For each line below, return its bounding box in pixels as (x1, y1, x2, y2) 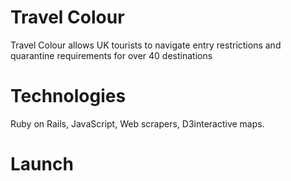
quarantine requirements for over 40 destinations (10, 49, 213, 61)
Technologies (10, 85, 127, 108)
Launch (10, 153, 74, 176)
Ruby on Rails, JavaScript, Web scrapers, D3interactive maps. (10, 117, 265, 130)
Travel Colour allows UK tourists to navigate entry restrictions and (10, 39, 282, 51)
